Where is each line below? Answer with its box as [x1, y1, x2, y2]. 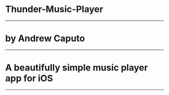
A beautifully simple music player [5, 62, 148, 73]
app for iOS [5, 73, 53, 84]
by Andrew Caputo [5, 33, 86, 44]
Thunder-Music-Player [5, 4, 104, 15]
